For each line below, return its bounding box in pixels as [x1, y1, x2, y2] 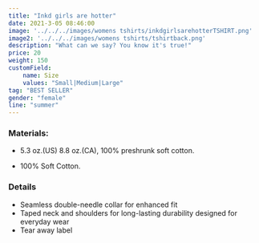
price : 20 [8, 49, 42, 57]
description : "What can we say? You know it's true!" [8, 42, 192, 50]
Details [8, 181, 37, 192]
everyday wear [19, 217, 70, 226]
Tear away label [19, 225, 73, 235]
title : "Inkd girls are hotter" [8, 11, 116, 20]
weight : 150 [8, 57, 48, 65]
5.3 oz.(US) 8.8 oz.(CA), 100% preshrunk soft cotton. [19, 146, 195, 156]
